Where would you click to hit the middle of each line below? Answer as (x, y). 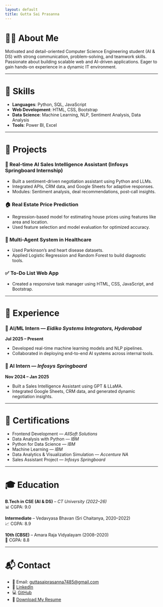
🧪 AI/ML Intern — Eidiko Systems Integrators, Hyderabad (73, 328)
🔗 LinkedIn (23, 587)
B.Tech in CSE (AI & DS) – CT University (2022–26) (56, 502)
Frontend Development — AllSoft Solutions (55, 434)
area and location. (30, 222)
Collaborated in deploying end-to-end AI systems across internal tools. (83, 354)
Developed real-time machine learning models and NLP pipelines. (78, 348)
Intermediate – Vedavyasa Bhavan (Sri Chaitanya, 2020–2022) (68, 518)
